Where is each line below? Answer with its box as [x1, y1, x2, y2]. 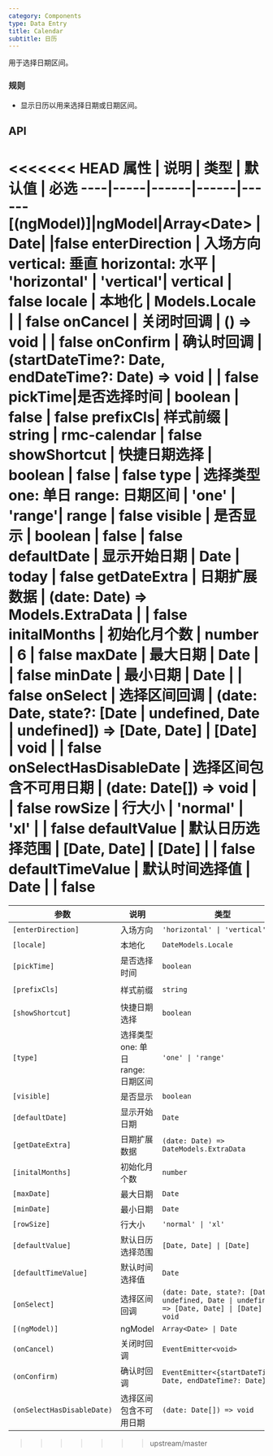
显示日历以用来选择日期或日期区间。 [19, 100, 142, 110]
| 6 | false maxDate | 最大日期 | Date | [8, 646, 260, 665]
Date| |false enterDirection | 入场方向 [8, 235, 262, 253]
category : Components [8, 11, 82, 20]
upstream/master [149, 1438, 208, 1448]
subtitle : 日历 [8, 34, 58, 43]
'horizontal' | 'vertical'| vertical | [8, 273, 233, 291]
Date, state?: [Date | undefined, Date [8, 704, 260, 723]
